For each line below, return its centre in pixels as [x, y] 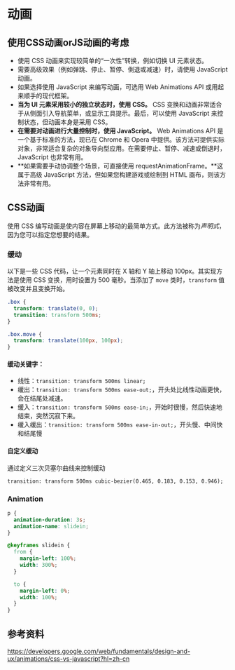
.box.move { [24, 334]
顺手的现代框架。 [48, 96]
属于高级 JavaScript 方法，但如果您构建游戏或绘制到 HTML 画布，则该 [119, 175]
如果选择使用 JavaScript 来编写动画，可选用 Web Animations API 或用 [117, 87]
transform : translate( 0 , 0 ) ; [56, 308]
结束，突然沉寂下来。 [48, 416]
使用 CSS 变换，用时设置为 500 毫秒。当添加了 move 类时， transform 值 [122, 280]
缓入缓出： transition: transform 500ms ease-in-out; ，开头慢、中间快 [120, 424]
